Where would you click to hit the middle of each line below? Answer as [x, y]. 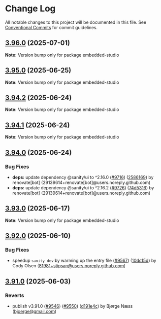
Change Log [30, 9]
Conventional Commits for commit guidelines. [51, 27]
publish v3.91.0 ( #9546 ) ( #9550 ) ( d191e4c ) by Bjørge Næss [72, 306]
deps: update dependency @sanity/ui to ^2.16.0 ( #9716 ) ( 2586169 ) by [83, 177]
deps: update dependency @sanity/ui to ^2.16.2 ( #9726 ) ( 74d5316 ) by [83, 187]
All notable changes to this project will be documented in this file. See [76, 22]
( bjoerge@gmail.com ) [34, 312]
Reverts [15, 295]
